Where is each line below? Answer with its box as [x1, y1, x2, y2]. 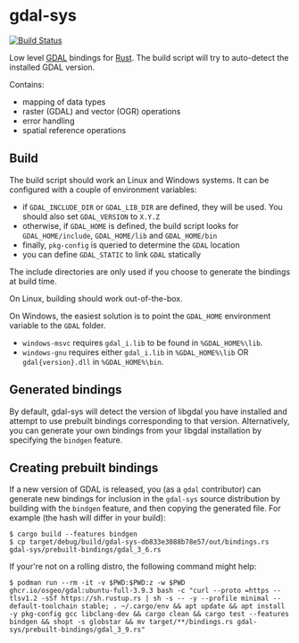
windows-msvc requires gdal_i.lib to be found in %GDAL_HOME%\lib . [21, 337, 263, 348]
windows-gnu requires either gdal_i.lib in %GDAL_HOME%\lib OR [21, 346, 249, 358]
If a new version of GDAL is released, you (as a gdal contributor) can [9, 484, 262, 495]
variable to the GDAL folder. [9, 319, 106, 331]
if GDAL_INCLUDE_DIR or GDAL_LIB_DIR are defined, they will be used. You [21, 201, 283, 212]
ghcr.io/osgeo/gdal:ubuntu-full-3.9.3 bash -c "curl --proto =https [9, 587, 270, 596]
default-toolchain [9, 602, 78, 611]
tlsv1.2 [9, 594, 38, 604]
